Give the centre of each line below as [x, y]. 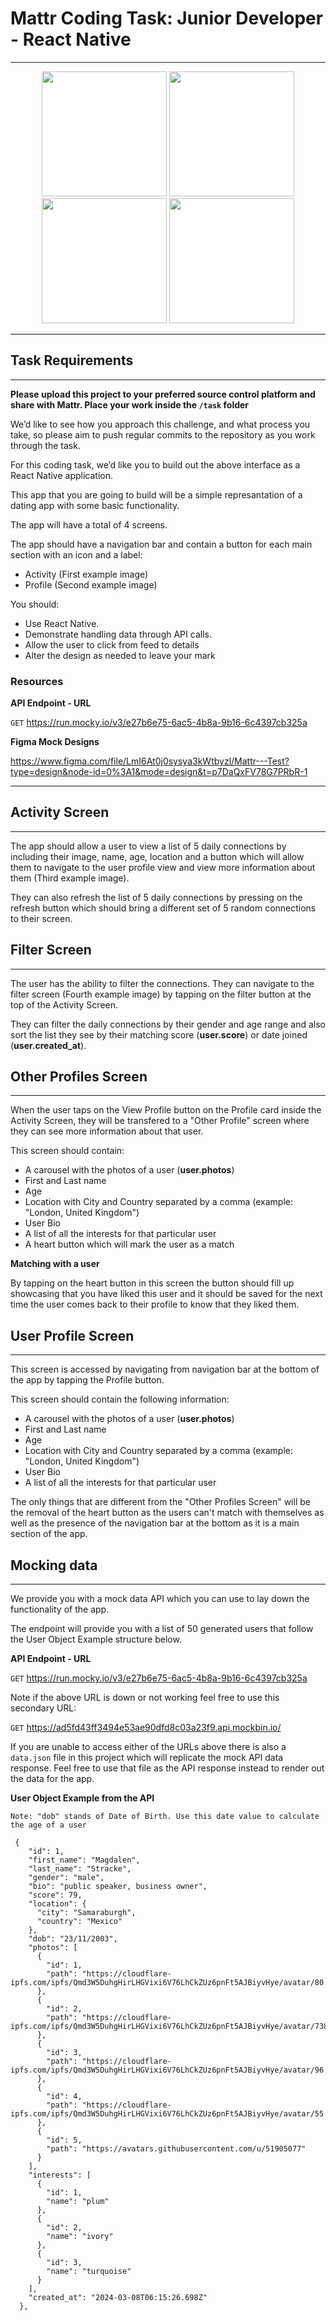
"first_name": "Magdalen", [84, 1860]
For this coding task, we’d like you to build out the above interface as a [155, 464]
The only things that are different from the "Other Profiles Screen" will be [160, 1502]
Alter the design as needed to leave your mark [120, 655]
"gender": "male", [66, 1878]
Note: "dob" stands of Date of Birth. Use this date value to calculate [165, 1817]
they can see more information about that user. [107, 1131]
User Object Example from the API [82, 1798]
